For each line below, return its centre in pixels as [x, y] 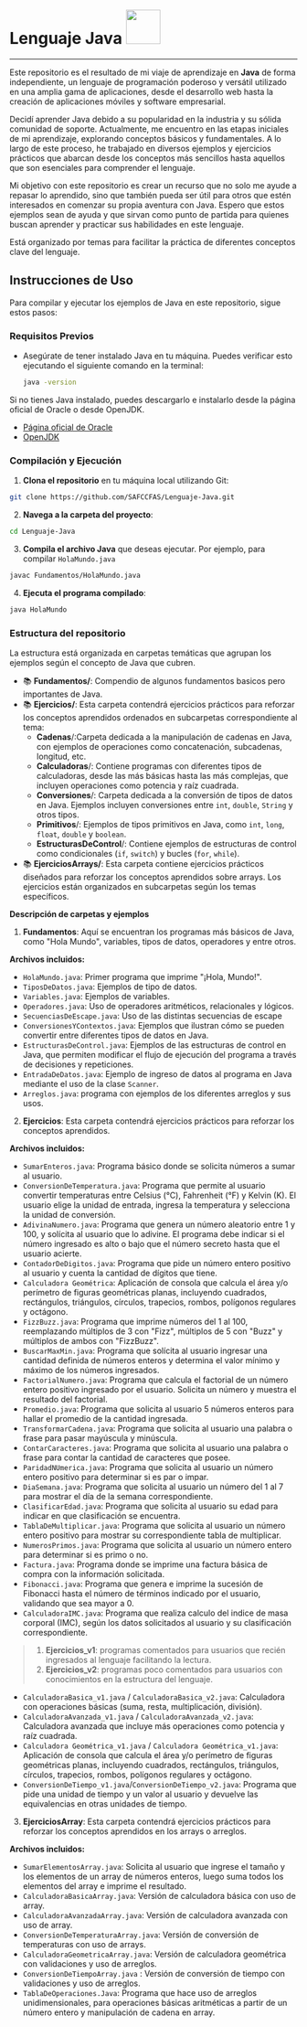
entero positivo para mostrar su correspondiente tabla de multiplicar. [152, 1535]
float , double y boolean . [81, 834]
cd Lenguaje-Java [42, 532]
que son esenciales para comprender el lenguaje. [102, 167]
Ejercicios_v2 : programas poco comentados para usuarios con [164, 1670]
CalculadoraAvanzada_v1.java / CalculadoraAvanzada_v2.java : [138, 1717]
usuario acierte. [52, 1254]
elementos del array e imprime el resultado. [105, 1886]
